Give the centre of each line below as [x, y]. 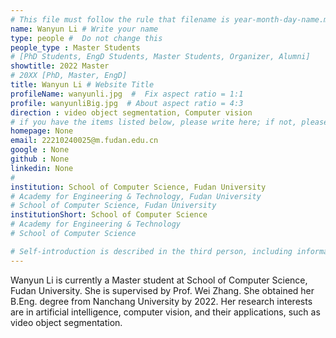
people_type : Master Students [75, 47]
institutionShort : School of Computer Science [109, 215]
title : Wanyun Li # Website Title [82, 85]
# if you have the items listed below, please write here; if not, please [169, 122]
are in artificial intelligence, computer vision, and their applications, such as [165, 312]
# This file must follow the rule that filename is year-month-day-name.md [171, 19]
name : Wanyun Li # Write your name [84, 29]
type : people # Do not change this [86, 38]
